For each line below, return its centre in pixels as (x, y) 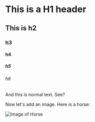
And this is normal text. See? (35, 94)
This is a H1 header (46, 9)
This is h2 (21, 28)
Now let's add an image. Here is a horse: (48, 104)
